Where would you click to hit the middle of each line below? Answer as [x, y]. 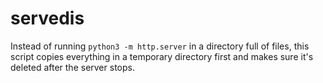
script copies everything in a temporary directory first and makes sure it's [162, 56]
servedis [47, 18]
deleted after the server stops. [72, 67]
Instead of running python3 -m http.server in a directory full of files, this [160, 46]
